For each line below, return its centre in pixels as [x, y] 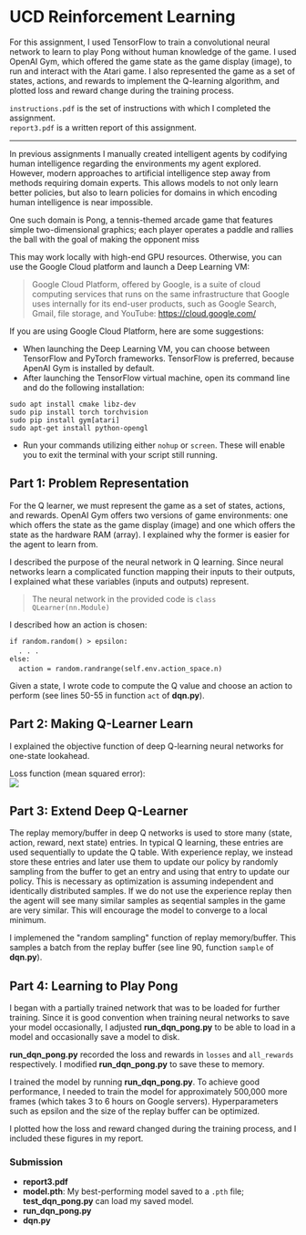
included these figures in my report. [76, 1138]
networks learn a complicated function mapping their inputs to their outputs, [153, 571]
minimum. [28, 920]
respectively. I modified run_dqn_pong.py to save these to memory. [137, 1064]
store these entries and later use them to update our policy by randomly [144, 862]
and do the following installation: [83, 387]
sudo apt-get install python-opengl [79, 428]
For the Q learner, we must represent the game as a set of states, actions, [147, 505]
